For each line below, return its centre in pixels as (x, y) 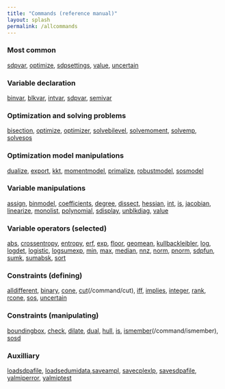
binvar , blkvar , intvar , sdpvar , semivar (59, 97)
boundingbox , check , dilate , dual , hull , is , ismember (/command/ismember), (113, 331)
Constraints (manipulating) (53, 316)
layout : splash (29, 20)
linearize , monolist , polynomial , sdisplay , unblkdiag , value (88, 211)
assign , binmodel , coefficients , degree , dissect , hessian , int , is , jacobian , (109, 203)
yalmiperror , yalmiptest (39, 378)
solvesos (20, 138)
